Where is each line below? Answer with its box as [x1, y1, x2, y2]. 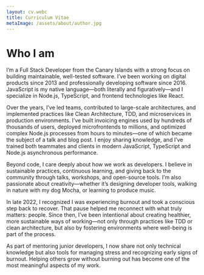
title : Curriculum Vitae [6, 15, 69, 21]
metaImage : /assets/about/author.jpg [6, 20, 102, 26]
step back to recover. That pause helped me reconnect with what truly [6, 205, 182, 212]
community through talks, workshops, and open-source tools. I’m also [6, 174, 182, 181]
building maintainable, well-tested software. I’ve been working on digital [6, 73, 186, 80]
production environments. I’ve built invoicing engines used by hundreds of [6, 117, 192, 124]
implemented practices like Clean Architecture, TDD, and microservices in [6, 110, 191, 118]
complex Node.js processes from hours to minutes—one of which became [6, 130, 192, 137]
